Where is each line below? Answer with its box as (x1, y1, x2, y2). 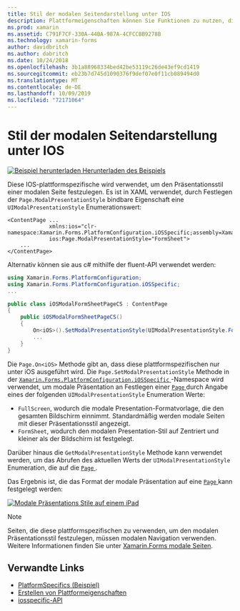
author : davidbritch (7, 44, 69, 51)
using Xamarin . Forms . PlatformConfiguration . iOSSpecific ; (7, 281, 181, 288)
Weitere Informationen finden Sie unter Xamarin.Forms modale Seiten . (7, 541, 213, 550)
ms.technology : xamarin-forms (7, 37, 98, 44)
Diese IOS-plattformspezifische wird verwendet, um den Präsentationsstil (7, 180, 224, 188)
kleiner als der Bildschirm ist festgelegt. (17, 434, 134, 443)
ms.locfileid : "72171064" (7, 97, 84, 104)
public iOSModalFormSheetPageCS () (20, 313, 123, 321)
